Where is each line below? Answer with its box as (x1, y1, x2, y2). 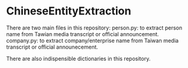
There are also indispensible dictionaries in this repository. (6, 55, 151, 62)
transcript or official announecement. (6, 43, 99, 51)
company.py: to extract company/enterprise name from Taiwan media (6, 37, 179, 44)
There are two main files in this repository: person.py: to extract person (6, 24, 183, 31)
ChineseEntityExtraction (6, 4, 132, 18)
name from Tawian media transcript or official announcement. (6, 30, 159, 37)
